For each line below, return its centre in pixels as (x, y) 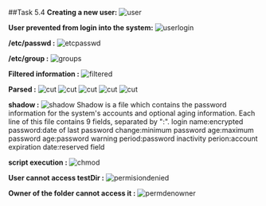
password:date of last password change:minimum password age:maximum (131, 130)
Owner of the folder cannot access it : (72, 193)
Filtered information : (44, 74)
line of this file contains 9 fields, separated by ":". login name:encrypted (126, 122)
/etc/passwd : (32, 43)
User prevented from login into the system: (81, 27)
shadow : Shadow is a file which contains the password (117, 105)
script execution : (38, 162)
